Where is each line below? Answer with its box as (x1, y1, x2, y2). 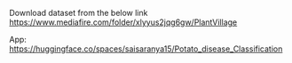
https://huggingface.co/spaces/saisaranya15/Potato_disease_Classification (9, 43, 283, 54)
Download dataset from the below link (9, 8, 148, 18)
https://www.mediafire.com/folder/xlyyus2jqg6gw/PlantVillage (9, 17, 238, 28)
